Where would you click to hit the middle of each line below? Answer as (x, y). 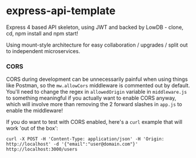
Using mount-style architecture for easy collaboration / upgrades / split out (97, 45)
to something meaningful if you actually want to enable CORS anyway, (91, 98)
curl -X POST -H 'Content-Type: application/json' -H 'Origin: (85, 139)
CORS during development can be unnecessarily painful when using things (97, 79)
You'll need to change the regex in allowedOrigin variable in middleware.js (97, 92)
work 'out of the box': (32, 129)
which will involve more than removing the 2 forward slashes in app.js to (94, 104)
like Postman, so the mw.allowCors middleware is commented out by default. (98, 85)
